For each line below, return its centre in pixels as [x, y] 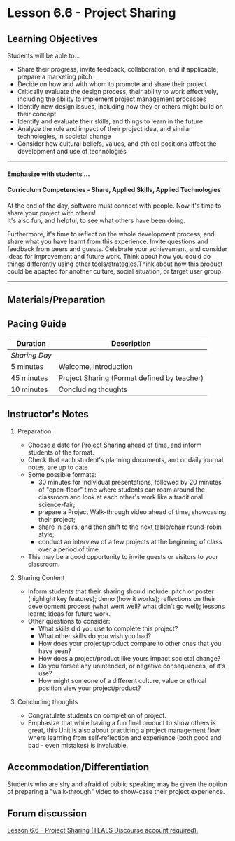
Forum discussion [47, 814]
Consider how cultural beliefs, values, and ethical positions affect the [117, 144]
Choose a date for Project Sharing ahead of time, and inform [115, 445]
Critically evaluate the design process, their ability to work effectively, [117, 92]
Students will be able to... [44, 55]
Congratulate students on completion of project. [97, 715]
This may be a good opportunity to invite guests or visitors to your [123, 556]
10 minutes [29, 389]
